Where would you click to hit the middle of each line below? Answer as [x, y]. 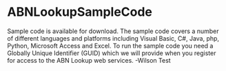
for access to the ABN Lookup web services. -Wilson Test [89, 60]
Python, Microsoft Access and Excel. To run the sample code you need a [110, 45]
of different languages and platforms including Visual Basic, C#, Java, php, [113, 38]
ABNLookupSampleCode [80, 12]
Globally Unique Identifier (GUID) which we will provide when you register [112, 53]
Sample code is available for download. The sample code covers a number [113, 31]
